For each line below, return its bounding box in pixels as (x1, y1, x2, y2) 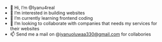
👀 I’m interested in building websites (10, 10, 85, 16)
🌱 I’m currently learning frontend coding (10, 15, 93, 21)
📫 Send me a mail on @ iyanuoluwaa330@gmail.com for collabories (10, 31, 151, 37)
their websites (10, 26, 40, 32)
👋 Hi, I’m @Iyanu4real (10, 5, 55, 10)
